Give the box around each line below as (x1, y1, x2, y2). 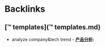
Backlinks (4, 3, 46, 15)
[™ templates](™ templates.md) (4, 23, 101, 31)
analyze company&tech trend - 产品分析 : (11, 37, 94, 42)
